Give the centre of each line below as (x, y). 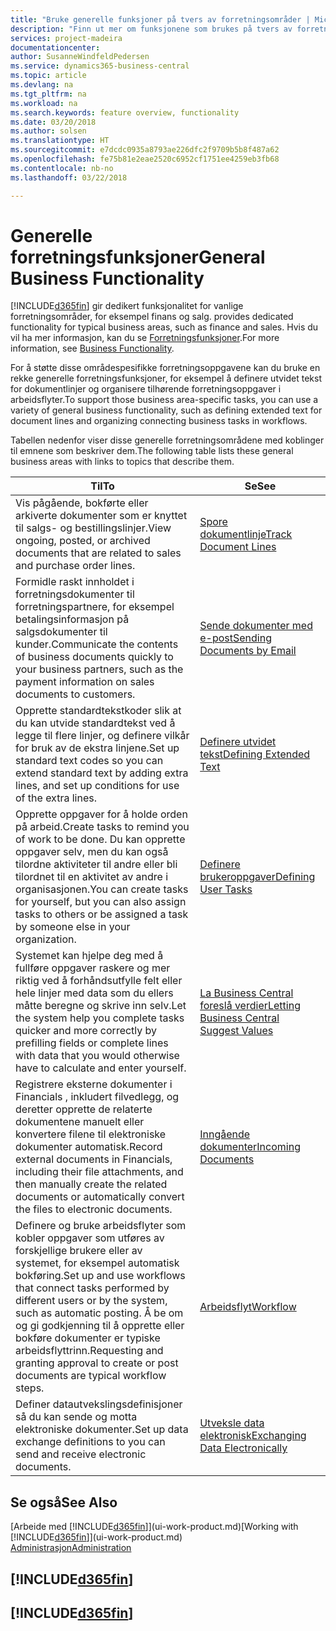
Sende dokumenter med (256, 626)
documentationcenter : (55, 47)
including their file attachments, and (99, 1172)
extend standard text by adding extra (102, 773)
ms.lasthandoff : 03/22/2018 (69, 177)
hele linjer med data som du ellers (94, 993)
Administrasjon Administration (71, 1548)
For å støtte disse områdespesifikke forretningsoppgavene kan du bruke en (165, 368)
